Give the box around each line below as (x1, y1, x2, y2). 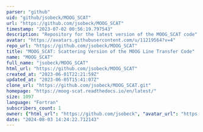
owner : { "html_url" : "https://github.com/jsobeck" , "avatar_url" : (6, 111, 179, 117)
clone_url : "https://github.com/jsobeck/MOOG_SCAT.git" (6, 83, 151, 89)
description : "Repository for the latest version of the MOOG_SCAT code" (6, 32, 198, 38)
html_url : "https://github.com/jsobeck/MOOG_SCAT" (6, 65, 138, 72)
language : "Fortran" (6, 99, 59, 105)
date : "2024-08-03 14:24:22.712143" (6, 116, 99, 122)
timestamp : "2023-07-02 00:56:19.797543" (6, 26, 113, 32)
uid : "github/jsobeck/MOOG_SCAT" (6, 15, 91, 21)
